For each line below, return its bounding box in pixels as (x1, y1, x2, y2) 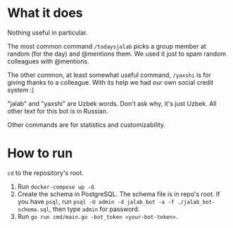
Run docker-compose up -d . (17, 182, 96, 191)
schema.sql (17, 206, 50, 213)
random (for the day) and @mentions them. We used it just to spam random (7, 49, 227, 58)
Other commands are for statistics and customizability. (7, 120, 166, 128)
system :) (7, 85, 34, 94)
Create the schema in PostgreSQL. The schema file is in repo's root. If (17, 189, 220, 198)
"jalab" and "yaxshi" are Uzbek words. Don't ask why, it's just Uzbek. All (7, 99, 217, 107)
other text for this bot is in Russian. (7, 107, 108, 115)
